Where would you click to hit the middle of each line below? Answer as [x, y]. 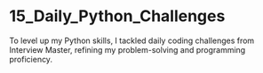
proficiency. [31, 59]
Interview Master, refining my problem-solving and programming [128, 49]
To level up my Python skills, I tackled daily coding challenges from [132, 40]
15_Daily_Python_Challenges [117, 16]
